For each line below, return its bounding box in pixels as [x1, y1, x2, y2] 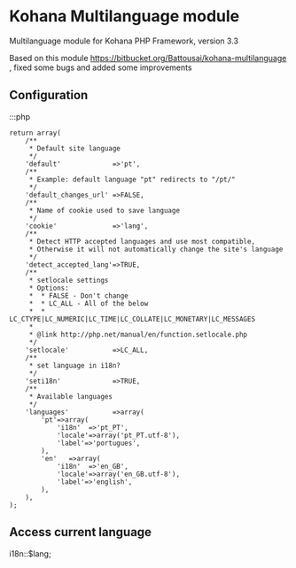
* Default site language [28, 144, 121, 152]
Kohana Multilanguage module [9, 6, 240, 27]
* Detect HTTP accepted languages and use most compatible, [28, 237, 255, 245]
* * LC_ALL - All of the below [28, 299, 149, 307]
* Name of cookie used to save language [28, 206, 180, 214]
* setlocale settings [28, 276, 109, 284]
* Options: [28, 284, 69, 292]
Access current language [9, 525, 152, 540]
